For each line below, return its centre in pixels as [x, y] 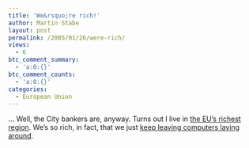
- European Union [44, 97]
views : [19, 45]
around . [21, 136]
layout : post [30, 30]
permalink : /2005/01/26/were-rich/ [67, 38]
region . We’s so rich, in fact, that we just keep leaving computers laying [124, 127]
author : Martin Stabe [44, 23]
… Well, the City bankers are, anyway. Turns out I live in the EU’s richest [124, 119]
